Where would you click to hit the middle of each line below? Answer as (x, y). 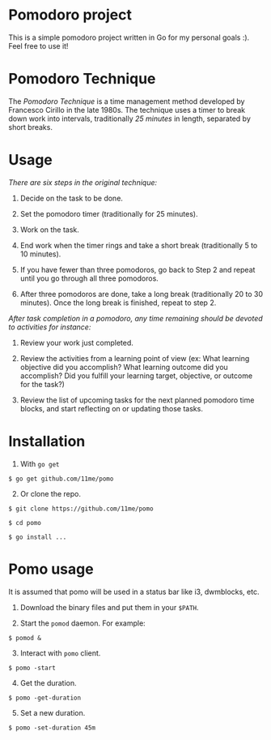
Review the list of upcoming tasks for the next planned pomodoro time (137, 400)
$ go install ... (38, 537)
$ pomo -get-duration (45, 698)
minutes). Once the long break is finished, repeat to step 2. (118, 303)
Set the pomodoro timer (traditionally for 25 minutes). (109, 213)
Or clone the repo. (51, 493)
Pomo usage (51, 569)
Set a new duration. (53, 712)
